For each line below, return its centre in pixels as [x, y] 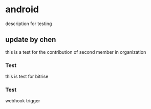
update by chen [31, 40]
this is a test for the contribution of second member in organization [76, 52]
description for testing [29, 24]
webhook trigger [23, 101]
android [22, 9]
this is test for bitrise [27, 77]
